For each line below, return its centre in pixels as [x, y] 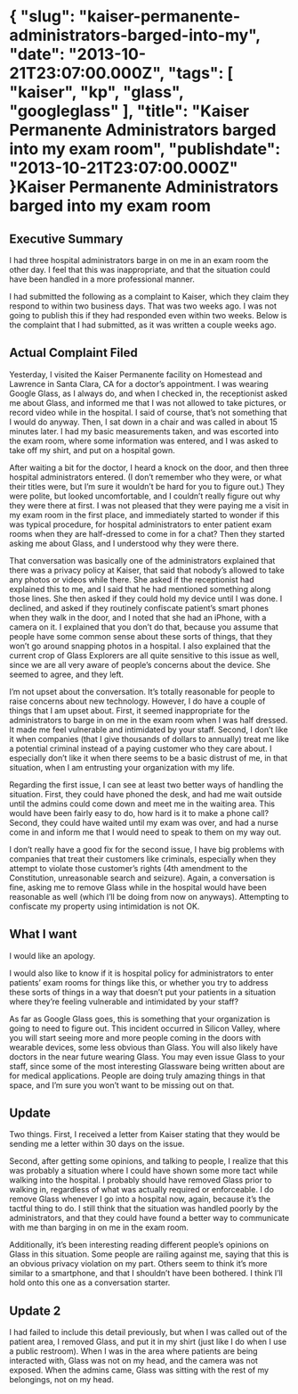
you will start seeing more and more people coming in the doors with [135, 1037]
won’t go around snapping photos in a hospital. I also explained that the [140, 646]
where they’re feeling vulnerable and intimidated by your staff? [124, 1002]
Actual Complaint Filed [73, 353]
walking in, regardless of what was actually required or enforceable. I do [141, 1190]
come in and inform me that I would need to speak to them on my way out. [145, 832]
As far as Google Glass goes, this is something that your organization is [140, 1019]
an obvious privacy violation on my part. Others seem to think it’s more [139, 1264]
